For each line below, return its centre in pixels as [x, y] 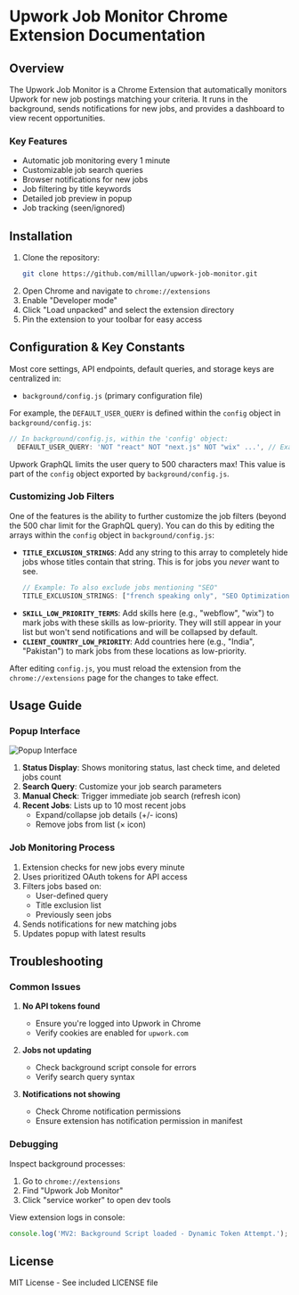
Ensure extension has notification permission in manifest [139, 1121]
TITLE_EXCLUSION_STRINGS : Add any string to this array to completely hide [155, 552]
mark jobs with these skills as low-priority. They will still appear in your [152, 623]
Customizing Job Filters [62, 497]
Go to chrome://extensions [71, 1181]
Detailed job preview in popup [77, 199]
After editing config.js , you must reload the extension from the [125, 668]
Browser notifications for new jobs [85, 179]
